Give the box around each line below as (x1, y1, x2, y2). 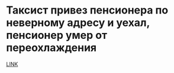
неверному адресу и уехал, (6, 16, 150, 29)
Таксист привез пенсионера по (6, 4, 169, 17)
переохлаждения (6, 41, 97, 55)
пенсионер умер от (6, 29, 108, 42)
